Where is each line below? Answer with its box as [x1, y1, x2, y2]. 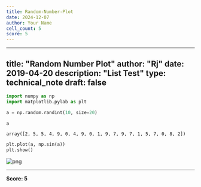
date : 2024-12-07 [6, 14, 50, 20]
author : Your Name [6, 20, 52, 26]
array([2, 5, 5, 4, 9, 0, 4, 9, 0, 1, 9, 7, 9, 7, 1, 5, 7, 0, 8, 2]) [6, 131, 186, 137]
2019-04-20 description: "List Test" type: [6, 68, 166, 78]
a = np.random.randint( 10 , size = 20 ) [6, 109, 98, 115]
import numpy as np [6, 93, 55, 99]
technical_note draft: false [6, 77, 106, 87]
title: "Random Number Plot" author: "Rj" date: [6, 59, 184, 69]
